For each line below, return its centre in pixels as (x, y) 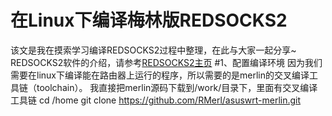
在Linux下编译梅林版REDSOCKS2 (149, 20)
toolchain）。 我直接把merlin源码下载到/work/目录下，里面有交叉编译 (177, 87)
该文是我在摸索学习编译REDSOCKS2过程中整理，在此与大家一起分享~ (153, 50)
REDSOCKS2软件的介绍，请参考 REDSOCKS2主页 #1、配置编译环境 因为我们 (166, 62)
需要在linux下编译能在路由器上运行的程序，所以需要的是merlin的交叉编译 (160, 75)
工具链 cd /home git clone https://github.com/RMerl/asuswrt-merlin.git (156, 100)
